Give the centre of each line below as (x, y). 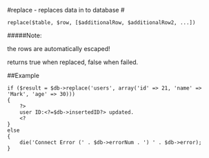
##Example (23, 76)
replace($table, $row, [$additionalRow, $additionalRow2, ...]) (101, 23)
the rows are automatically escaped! (59, 49)
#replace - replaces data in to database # (66, 10)
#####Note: (24, 35)
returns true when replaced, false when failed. (73, 62)
